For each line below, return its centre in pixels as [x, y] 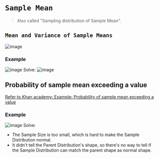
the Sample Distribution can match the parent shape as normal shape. [82, 150]
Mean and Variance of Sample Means [59, 35]
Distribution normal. [32, 140]
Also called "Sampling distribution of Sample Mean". [69, 20]
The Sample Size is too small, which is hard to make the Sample [76, 135]
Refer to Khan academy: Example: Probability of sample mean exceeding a [79, 97]
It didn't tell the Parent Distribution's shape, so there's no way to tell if [81, 145]
